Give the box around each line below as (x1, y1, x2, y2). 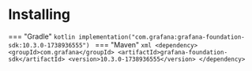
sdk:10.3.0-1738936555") (8, 41, 90, 49)
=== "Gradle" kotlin (8, 32, 76, 41)
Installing (8, 6, 71, 24)
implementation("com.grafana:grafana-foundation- (78, 33, 245, 41)
